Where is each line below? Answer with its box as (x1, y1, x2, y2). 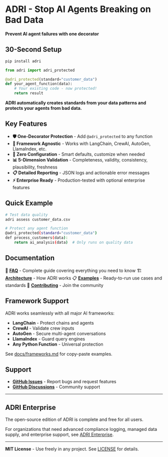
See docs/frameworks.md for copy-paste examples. (5, 351, 112, 357)
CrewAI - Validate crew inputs (12, 325, 74, 331)
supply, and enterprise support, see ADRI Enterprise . (5, 431, 114, 437)
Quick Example (5, 199, 53, 208)
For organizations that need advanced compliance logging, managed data (5, 426, 157, 432)
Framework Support (5, 297, 69, 306)
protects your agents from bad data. (5, 105, 82, 111)
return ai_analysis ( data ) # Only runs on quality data (14, 240, 133, 245)
